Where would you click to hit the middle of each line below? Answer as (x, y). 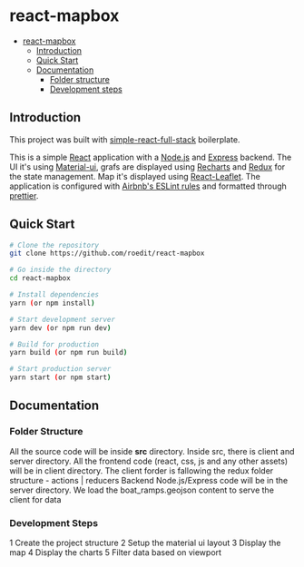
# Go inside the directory (60, 270)
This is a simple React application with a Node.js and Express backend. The (151, 157)
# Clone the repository (54, 245)
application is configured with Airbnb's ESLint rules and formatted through (148, 186)
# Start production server (60, 369)
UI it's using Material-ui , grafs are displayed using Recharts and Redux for (147, 166)
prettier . (24, 195)
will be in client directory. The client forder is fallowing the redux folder (142, 470)
